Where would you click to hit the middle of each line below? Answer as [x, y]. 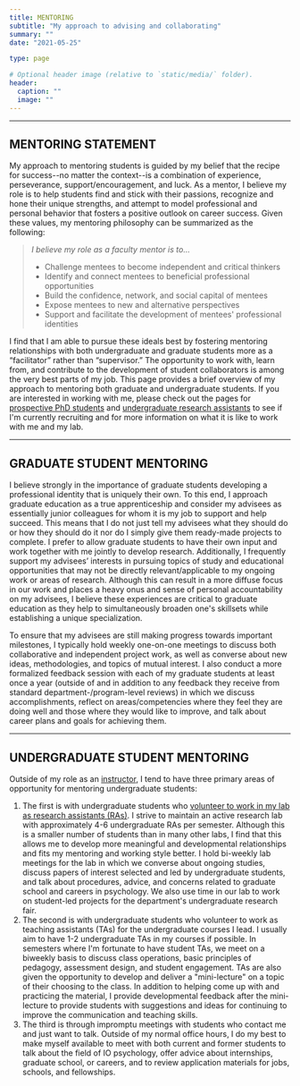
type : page [29, 59]
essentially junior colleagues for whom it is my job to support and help [138, 513]
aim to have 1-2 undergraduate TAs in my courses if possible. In [139, 939]
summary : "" [31, 34]
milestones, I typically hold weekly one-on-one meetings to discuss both [143, 645]
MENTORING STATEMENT [83, 144]
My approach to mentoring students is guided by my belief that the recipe [145, 165]
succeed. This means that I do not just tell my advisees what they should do [149, 523]
